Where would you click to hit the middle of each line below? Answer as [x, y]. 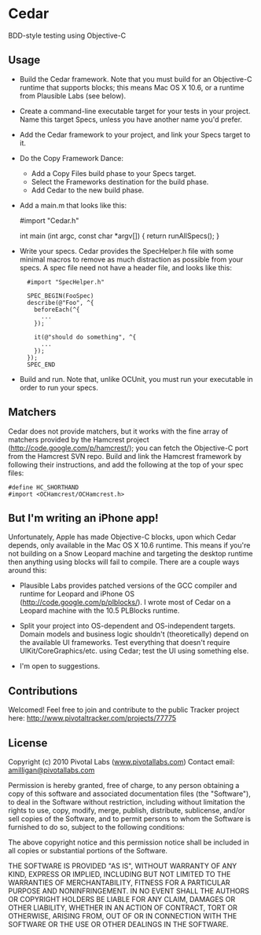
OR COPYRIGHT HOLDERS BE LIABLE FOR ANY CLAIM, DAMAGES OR [122, 899]
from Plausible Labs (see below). [73, 96]
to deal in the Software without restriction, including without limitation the [127, 802]
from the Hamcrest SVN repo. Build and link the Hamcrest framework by [125, 456]
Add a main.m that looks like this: [73, 205]
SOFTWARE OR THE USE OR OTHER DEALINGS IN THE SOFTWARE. [118, 924]
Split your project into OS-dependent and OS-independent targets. [127, 626]
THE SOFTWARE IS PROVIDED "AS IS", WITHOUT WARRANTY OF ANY [123, 866]
